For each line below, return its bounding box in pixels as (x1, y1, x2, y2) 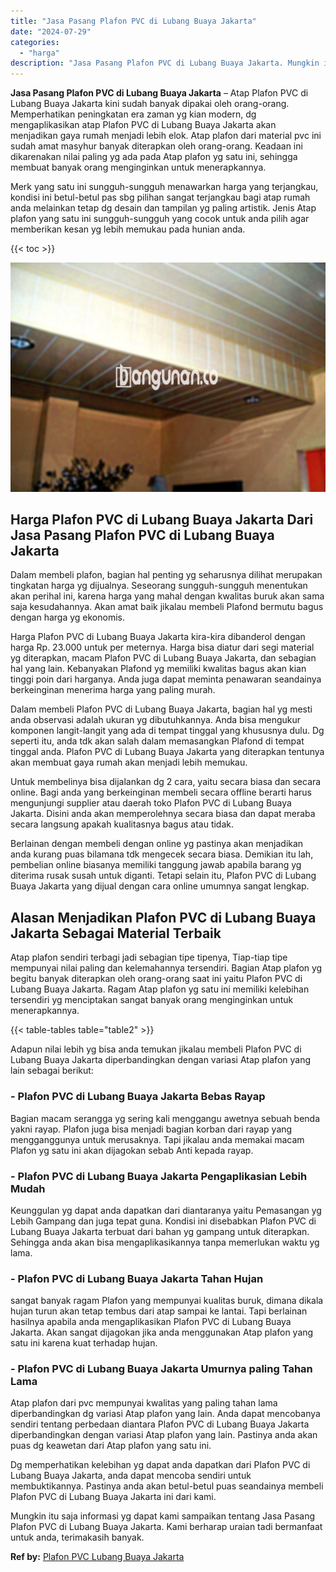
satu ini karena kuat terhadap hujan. (10, 1337, 158, 1349)
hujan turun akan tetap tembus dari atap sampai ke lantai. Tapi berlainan (10, 1305, 308, 1317)
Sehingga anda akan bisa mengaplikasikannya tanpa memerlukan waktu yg (10, 1236, 320, 1248)
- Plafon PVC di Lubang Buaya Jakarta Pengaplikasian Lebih (10, 1169, 308, 1183)
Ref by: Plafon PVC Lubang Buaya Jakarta (10, 1551, 185, 1563)
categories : (10, 37, 60, 47)
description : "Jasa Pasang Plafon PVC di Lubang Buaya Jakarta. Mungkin (10, 58, 320, 69)
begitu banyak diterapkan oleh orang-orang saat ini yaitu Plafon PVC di (10, 973, 303, 985)
